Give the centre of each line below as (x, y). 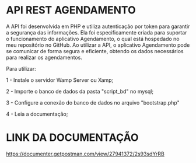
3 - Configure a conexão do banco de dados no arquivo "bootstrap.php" (93, 102)
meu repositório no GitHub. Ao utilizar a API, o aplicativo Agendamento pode (98, 45)
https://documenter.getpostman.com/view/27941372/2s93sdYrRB (85, 154)
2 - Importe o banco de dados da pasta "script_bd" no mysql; (80, 91)
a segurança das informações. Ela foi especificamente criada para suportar (97, 32)
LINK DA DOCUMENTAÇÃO (72, 138)
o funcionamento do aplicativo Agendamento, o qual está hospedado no (93, 39)
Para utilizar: (21, 68)
